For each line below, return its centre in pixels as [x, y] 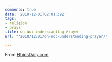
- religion [16, 23]
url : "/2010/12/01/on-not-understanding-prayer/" [56, 37]
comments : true [20, 9]
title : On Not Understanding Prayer [42, 32]
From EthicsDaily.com [27, 54]
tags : [10, 18]
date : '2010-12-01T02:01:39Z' [36, 14]
